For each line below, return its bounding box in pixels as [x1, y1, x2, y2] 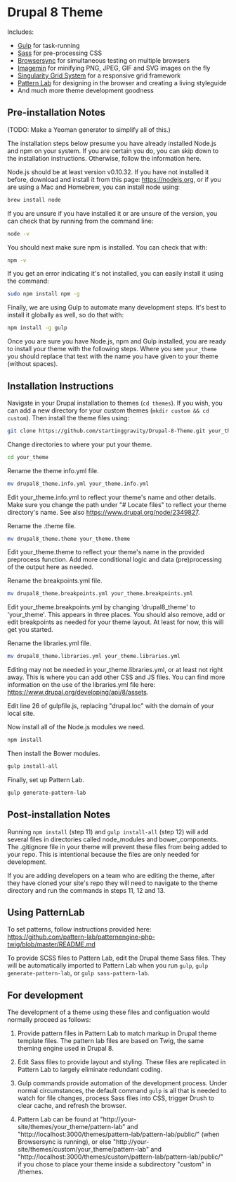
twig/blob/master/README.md [7, 940, 96, 949]
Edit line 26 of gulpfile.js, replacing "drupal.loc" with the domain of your [7, 702, 214, 710]
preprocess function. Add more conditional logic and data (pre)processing [7, 555, 223, 564]
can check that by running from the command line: [7, 217, 154, 225]
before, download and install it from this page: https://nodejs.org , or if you [7, 175, 221, 183]
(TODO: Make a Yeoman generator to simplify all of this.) [7, 125, 171, 134]
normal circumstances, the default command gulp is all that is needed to [17, 1087, 227, 1095]
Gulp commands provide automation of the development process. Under [17, 1079, 228, 1087]
